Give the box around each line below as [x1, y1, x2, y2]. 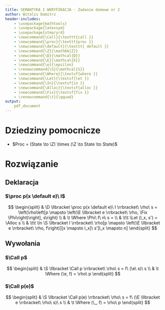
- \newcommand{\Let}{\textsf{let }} [14, 76, 90, 81]
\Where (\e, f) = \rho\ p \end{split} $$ [45, 271, 121, 276]
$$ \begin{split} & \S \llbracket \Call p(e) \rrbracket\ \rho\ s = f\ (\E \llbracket [5, 294, 160, 300]
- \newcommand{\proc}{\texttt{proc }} [14, 39, 94, 44]
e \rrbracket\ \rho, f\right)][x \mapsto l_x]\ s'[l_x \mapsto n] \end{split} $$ [8, 225, 158, 231]
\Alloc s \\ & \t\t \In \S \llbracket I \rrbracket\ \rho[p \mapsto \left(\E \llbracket [5, 220, 160, 226]
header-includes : [5, 16, 41, 21]
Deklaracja [5, 178, 39, 187]
